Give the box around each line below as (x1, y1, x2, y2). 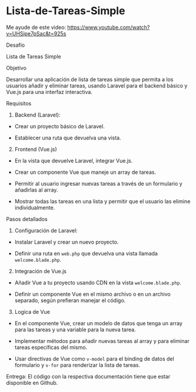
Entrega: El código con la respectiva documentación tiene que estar (6, 372, 171, 380)
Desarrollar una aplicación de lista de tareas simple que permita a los (6, 76, 174, 83)
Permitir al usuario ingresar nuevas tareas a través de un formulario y (14, 180, 182, 187)
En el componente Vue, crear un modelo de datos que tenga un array (14, 319, 182, 326)
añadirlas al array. (14, 186, 58, 193)
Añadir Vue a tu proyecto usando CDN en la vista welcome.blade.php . (14, 279, 181, 286)
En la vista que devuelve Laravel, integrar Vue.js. (14, 157, 133, 164)
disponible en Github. (6, 379, 58, 386)
